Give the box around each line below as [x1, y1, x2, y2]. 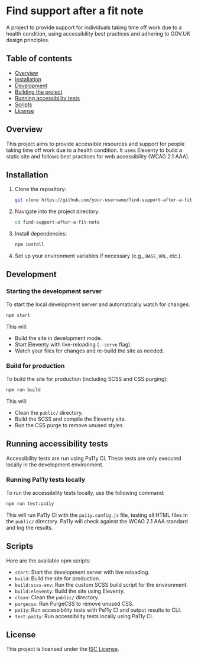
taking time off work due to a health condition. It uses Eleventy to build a [6, 147, 182, 154]
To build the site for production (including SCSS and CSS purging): [6, 375, 168, 382]
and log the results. [6, 524, 53, 531]
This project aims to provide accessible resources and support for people [6, 140, 185, 147]
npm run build [6, 387, 41, 393]
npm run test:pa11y [6, 500, 54, 507]
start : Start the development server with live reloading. [14, 568, 150, 576]
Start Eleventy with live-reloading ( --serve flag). [14, 341, 132, 348]
